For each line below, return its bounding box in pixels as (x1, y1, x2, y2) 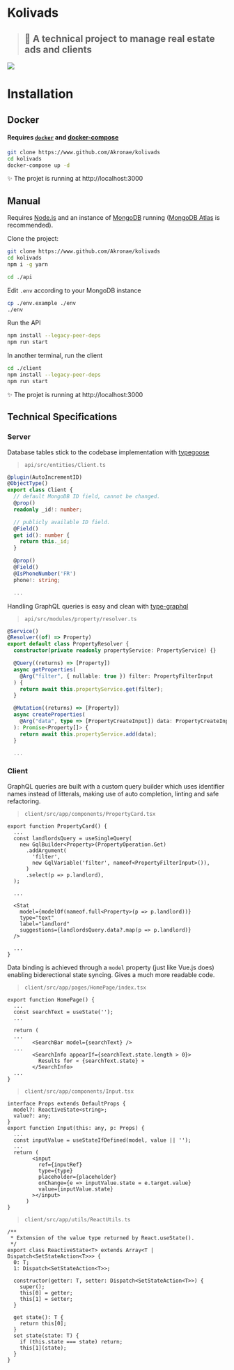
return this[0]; (19, 1320, 68, 1327)
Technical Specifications (7, 411, 118, 423)
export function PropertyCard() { (7, 822, 108, 830)
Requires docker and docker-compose (7, 133, 119, 142)
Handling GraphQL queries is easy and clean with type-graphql (7, 602, 189, 610)
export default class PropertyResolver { (7, 641, 130, 648)
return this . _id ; (19, 538, 70, 545)
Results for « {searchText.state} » (38, 1057, 145, 1064)
